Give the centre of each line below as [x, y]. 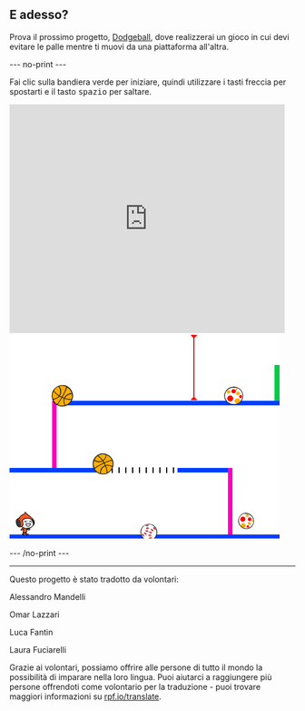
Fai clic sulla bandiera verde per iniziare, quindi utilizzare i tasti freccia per [148, 82]
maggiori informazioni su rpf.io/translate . [85, 696]
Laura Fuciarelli [38, 649]
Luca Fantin [31, 632]
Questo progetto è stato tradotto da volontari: [94, 579]
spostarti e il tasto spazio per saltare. [81, 91]
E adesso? [39, 15]
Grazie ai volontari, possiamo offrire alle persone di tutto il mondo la [136, 667]
